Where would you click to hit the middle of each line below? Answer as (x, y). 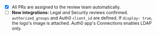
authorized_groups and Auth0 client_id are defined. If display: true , (82, 18)
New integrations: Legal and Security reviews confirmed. (70, 13)
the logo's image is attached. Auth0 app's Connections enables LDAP (82, 23)
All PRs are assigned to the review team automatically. (66, 7)
